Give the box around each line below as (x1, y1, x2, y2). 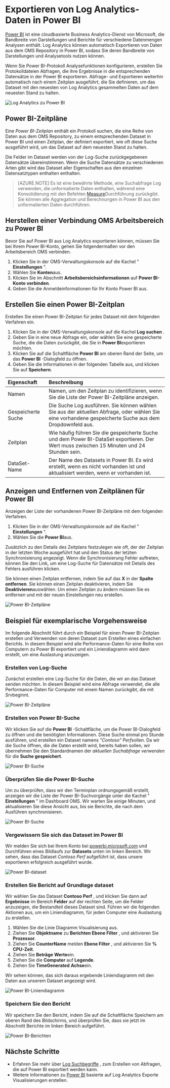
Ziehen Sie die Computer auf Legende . (12, 957, 95, 963)
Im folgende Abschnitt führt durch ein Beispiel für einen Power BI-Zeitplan (5, 630, 159, 636)
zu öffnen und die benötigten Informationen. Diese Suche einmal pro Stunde (5, 731, 164, 738)
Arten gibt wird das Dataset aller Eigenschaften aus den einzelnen (5, 164, 143, 171)
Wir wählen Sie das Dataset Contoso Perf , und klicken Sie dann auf (5, 893, 148, 899)
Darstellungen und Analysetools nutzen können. (5, 52, 105, 59)
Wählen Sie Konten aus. (12, 269, 62, 275)
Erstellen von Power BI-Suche (5, 715, 80, 722)
